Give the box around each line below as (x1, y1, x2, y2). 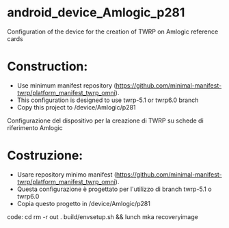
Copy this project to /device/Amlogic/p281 (16, 103, 136, 111)
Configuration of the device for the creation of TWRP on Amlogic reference (7, 27, 219, 36)
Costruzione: (7, 148, 83, 164)
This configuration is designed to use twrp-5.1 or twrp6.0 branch (16, 96, 199, 104)
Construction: (7, 59, 88, 75)
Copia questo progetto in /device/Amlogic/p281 (16, 199, 150, 207)
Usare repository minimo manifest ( (16, 170, 117, 179)
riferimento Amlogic (7, 123, 63, 131)
